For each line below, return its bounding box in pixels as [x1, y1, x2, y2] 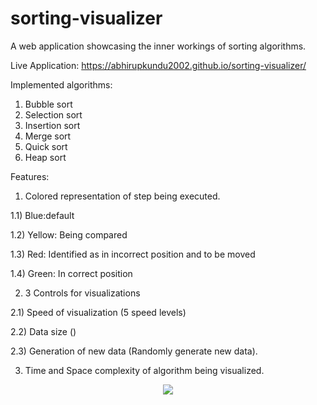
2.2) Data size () [10, 325, 77, 337]
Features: [10, 170, 50, 182]
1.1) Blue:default [10, 209, 75, 221]
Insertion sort [24, 119, 81, 131]
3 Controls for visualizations [24, 287, 141, 299]
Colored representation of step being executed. [24, 190, 221, 202]
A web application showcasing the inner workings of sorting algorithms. [10, 40, 307, 52]
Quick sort [24, 140, 68, 152]
